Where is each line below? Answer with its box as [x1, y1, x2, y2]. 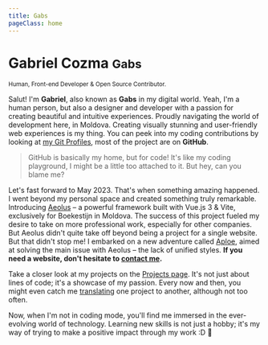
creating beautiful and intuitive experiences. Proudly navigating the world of [8, 112, 259, 121]
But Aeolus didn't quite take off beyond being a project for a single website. [8, 228, 258, 238]
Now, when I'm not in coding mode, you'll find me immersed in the [8, 310, 227, 320]
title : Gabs [8, 11, 48, 20]
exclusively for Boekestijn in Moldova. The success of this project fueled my [8, 211, 260, 221]
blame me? [27, 170, 65, 179]
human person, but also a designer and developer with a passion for [8, 103, 234, 113]
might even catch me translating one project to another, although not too [8, 286, 249, 296]
